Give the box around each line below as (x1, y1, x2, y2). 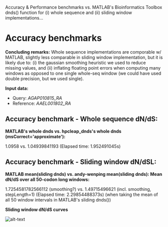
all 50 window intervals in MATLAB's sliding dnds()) (5, 196, 111, 202)
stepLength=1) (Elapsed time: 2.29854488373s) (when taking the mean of (5, 191, 158, 197)
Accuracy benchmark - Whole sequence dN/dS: (5, 115, 158, 123)
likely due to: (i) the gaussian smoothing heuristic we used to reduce (5, 60, 146, 66)
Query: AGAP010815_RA (12, 95, 62, 101)
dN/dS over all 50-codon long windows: (5, 176, 90, 182)
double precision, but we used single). (5, 75, 84, 82)
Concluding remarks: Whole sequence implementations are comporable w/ (5, 49, 161, 55)
